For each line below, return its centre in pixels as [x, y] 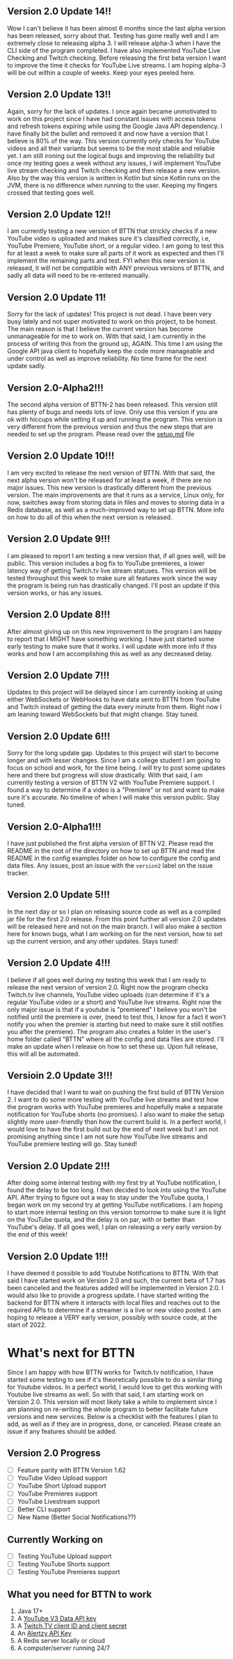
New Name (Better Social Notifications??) [77, 1517]
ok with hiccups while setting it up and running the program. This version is [115, 420]
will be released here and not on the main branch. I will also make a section [115, 926]
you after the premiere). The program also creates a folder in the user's [109, 1031]
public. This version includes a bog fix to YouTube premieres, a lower [106, 563]
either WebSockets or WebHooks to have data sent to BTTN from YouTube [114, 699]
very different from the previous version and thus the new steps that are [110, 427]
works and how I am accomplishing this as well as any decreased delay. [110, 653]
